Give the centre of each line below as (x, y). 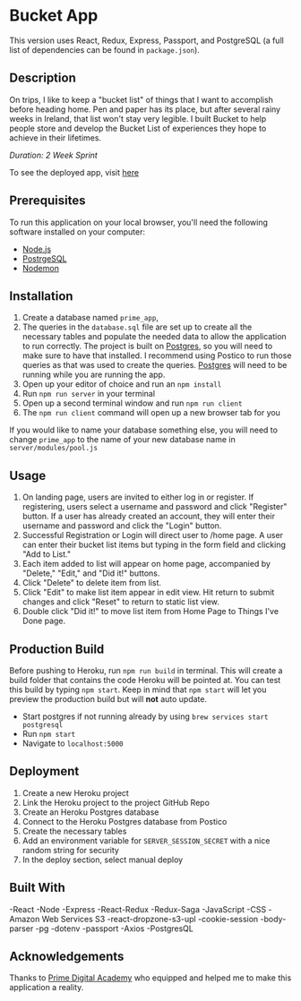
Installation (41, 296)
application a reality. (47, 988)
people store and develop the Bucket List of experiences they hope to (138, 128)
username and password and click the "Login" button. (122, 526)
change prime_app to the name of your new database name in (122, 440)
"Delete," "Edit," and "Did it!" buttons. (91, 573)
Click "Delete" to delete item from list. (92, 583)
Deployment (44, 771)
